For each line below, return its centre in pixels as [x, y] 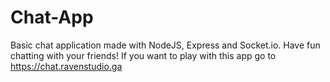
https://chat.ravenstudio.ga [66, 66]
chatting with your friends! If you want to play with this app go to [143, 55]
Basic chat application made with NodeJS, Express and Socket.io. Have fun [165, 45]
